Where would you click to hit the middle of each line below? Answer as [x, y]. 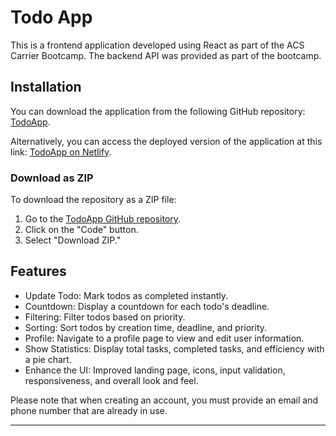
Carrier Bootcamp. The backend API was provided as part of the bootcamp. [166, 55]
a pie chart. [48, 359]
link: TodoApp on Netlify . [61, 152]
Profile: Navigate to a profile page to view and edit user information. [164, 338]
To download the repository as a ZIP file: [93, 200]
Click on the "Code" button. [81, 230]
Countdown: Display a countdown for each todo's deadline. [147, 306]
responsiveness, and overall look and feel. [111, 380]
